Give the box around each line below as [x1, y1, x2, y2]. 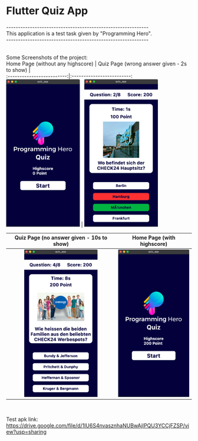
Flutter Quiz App [6, 4, 88, 18]
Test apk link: [6, 416, 38, 423]
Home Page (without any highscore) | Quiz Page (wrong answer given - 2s [6, 60, 187, 67]
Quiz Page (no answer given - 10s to [14, 234, 108, 241]
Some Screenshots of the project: [6, 54, 88, 61]
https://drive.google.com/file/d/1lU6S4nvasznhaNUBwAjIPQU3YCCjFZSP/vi [6, 422, 190, 429]
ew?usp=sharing [6, 429, 47, 436]
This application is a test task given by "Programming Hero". [6, 29, 152, 37]
